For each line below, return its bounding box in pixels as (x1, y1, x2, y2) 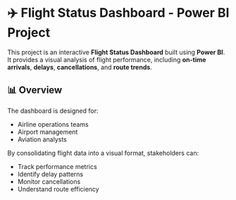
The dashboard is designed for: (7, 106, 99, 115)
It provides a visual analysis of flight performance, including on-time (7, 55, 206, 63)
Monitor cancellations (17, 177, 81, 186)
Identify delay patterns (17, 170, 84, 178)
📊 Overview (7, 85, 63, 96)
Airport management (17, 127, 78, 136)
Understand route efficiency (17, 185, 100, 193)
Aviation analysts (17, 135, 67, 144)
